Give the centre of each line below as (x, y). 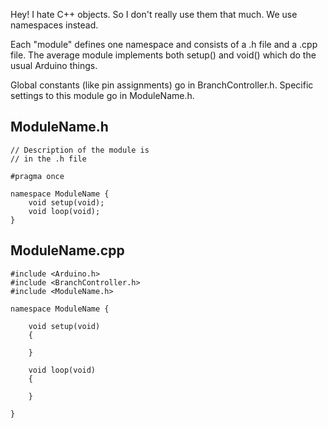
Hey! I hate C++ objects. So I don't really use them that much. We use (154, 14)
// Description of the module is (80, 150)
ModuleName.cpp (67, 250)
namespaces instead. (54, 25)
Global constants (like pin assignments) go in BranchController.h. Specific (162, 85)
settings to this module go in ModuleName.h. (102, 95)
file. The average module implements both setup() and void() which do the (163, 55)
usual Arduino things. (54, 65)
